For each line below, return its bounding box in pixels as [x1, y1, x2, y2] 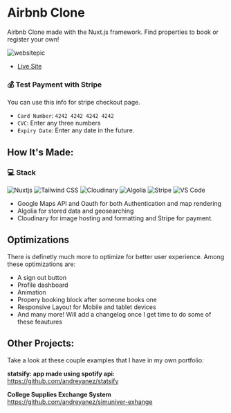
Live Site [17, 62, 42, 70]
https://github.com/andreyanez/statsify [7, 376, 119, 385]
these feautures [17, 317, 62, 326]
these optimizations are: [7, 260, 76, 268]
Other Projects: [7, 337, 75, 349]
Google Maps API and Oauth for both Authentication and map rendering [17, 199, 222, 207]
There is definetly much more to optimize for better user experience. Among [7, 252, 225, 261]
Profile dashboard [17, 281, 68, 289]
